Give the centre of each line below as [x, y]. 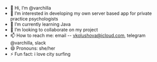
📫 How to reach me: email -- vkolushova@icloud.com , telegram [78, 35]
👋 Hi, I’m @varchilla [30, 8]
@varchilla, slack [28, 43]
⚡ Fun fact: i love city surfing [40, 54]
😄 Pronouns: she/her [32, 48]
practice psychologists [34, 19]
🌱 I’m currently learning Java [40, 24]
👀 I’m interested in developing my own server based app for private [81, 13]
